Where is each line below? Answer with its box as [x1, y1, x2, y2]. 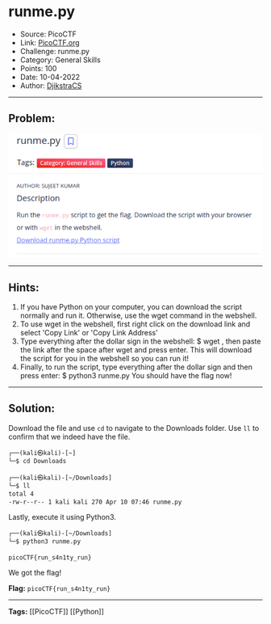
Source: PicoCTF [19, 29, 77, 39]
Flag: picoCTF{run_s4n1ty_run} [8, 583, 111, 592]
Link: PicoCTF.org [19, 37, 80, 47]
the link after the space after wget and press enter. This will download [19, 344, 252, 354]
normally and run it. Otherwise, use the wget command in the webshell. [19, 310, 257, 320]
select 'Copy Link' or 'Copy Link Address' [19, 327, 159, 337]
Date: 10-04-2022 [19, 72, 81, 82]
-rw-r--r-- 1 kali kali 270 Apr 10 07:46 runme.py [8, 498, 182, 506]
